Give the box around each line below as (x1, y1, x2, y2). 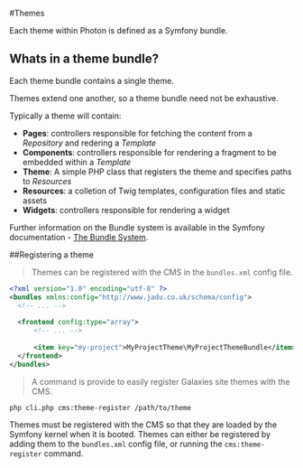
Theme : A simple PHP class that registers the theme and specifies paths (22, 166, 292, 177)
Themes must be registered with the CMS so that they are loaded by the (9, 419, 278, 430)
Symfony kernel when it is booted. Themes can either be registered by (9, 428, 271, 439)
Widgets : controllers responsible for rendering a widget (22, 204, 230, 215)
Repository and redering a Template (22, 137, 156, 148)
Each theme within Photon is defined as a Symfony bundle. (9, 25, 228, 35)
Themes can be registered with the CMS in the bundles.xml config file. (31, 267, 293, 277)
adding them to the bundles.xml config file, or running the (9, 438, 223, 449)
